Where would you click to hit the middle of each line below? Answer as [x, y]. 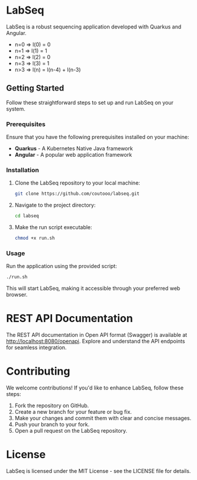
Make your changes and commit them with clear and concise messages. [103, 418]
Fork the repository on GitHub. [52, 405]
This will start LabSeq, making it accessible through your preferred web [93, 288]
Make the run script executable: [54, 227]
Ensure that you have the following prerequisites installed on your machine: [98, 137]
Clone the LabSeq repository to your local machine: [77, 183]
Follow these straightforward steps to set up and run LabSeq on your [90, 102]
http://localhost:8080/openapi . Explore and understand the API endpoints [96, 342]
